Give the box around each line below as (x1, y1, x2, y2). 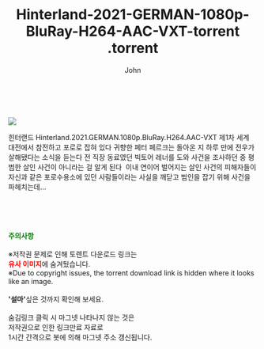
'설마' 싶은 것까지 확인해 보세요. (8, 294, 104, 304)
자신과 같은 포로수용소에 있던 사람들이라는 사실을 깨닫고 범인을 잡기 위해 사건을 (8, 172, 251, 181)
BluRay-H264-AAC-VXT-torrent (25, 22, 240, 40)
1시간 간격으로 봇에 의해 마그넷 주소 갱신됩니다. (8, 332, 153, 342)
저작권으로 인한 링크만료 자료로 (8, 322, 104, 332)
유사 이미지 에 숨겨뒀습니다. (8, 259, 91, 268)
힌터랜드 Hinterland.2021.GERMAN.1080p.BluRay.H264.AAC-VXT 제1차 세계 (8, 132, 250, 142)
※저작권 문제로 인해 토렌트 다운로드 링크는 (8, 249, 138, 259)
